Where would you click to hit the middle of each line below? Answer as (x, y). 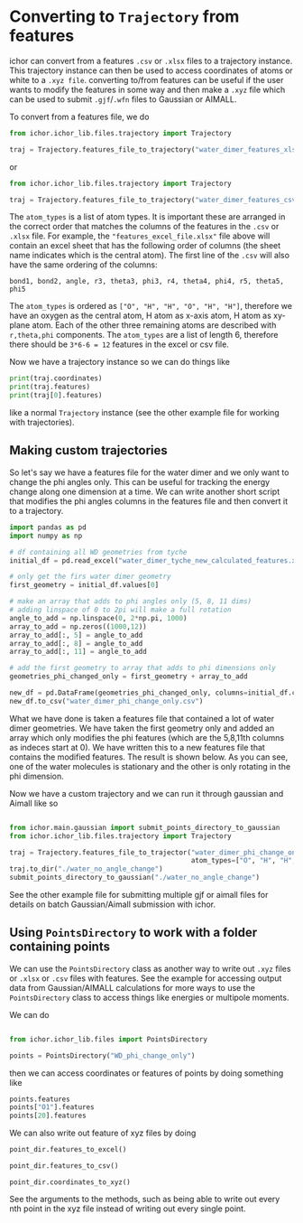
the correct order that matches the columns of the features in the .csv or (144, 227)
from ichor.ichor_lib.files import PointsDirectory (108, 1039)
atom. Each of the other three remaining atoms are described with (154, 325)
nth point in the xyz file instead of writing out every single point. (128, 1209)
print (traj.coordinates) (56, 378)
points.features (40, 1099)
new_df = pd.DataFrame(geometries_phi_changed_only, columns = (129, 693)
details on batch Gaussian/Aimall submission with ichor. (113, 904)
